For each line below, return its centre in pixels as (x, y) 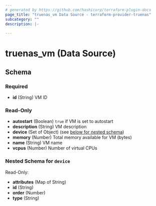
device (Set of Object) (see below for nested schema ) (68, 132)
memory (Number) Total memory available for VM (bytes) (72, 138)
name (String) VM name (37, 143)
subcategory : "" (22, 19)
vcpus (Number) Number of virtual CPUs (55, 148)
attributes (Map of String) (39, 182)
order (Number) (29, 192)
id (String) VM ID (30, 97)
